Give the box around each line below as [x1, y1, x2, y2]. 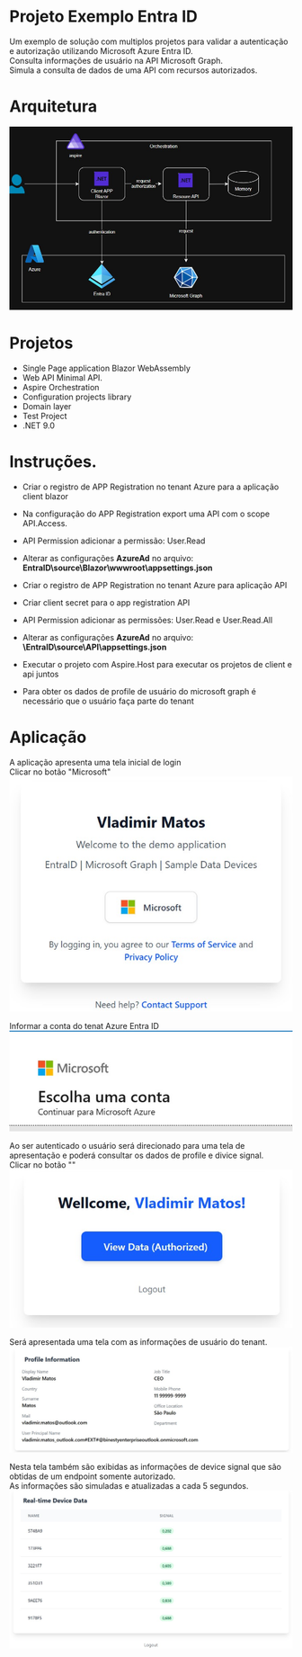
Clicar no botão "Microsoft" [9, 766, 111, 777]
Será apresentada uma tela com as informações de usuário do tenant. [9, 1337, 268, 1348]
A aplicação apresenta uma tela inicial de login [9, 757, 182, 768]
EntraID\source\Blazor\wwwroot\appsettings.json [22, 562, 213, 573]
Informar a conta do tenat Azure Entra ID [9, 1020, 160, 1031]
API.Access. [22, 518, 67, 529]
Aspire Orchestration [22, 382, 100, 393]
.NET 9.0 [22, 420, 56, 431]
